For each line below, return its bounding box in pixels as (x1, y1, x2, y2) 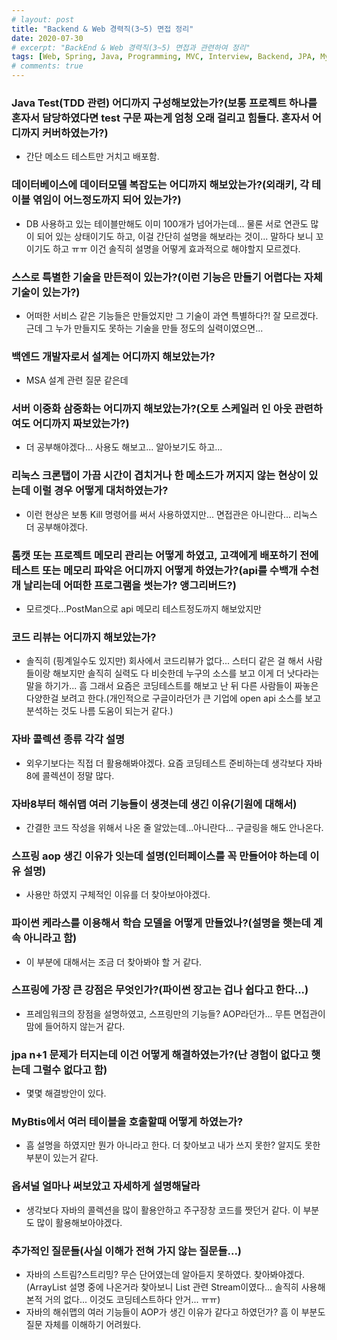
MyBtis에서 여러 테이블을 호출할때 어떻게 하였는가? (11, 1115, 244, 1129)
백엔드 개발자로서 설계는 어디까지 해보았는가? (11, 349, 216, 363)
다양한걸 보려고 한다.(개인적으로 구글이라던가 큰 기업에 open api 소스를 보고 (25, 692, 322, 705)
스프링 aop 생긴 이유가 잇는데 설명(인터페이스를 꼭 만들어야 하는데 (11, 849, 308, 863)
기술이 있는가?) (11, 285, 81, 299)
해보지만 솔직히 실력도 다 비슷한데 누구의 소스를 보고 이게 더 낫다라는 (52, 667, 320, 680)
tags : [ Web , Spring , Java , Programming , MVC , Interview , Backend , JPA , (11, 52, 316, 62)
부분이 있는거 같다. (25, 1152, 99, 1164)
